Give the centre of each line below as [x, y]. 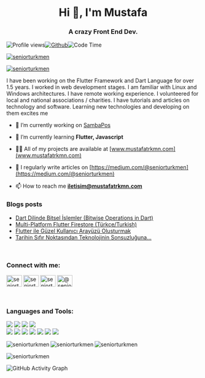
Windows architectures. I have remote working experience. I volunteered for [102, 94]
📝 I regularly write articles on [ [53, 168]
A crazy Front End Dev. [103, 32]
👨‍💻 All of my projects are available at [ [63, 149]
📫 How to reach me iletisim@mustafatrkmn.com [79, 186]
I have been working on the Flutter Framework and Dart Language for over [100, 81]
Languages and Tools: [40, 311]
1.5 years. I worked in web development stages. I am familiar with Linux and [102, 87]
